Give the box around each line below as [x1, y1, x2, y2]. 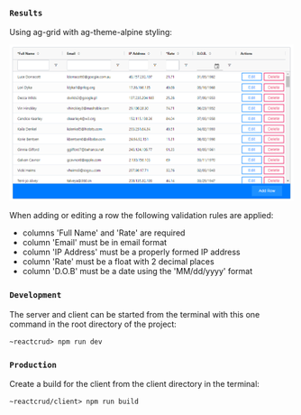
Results [9, 7, 43, 18]
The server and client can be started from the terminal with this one [9, 309, 260, 319]
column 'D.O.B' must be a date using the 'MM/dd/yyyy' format [22, 266, 253, 277]
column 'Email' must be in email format [22, 237, 168, 248]
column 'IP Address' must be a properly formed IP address [22, 246, 241, 258]
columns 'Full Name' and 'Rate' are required [22, 227, 186, 238]
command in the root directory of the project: [9, 318, 178, 329]
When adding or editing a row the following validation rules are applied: [9, 210, 274, 221]
